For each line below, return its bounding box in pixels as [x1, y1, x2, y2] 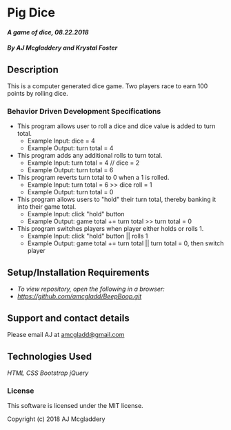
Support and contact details [7, 312, 130, 324]
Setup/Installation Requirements [7, 267, 150, 278]
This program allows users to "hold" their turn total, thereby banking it [17, 195, 217, 204]
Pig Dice [7, 5, 56, 21]
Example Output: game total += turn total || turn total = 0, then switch [27, 239, 224, 247]
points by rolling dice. [7, 90, 69, 98]
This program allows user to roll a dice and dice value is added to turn [17, 122, 216, 130]
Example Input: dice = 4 [27, 136, 95, 145]
